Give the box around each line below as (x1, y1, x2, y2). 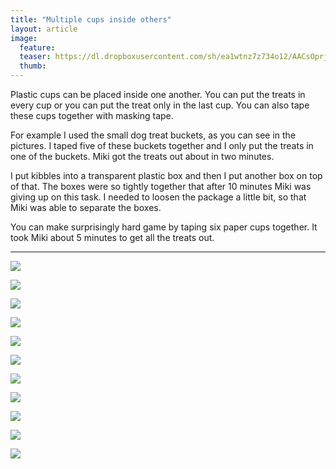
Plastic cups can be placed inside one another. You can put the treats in (10, 89, 306, 100)
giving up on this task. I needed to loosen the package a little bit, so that (10, 191, 307, 203)
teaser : (19, 52, 52, 62)
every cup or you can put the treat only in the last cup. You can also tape (10, 99, 310, 111)
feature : (19, 42, 56, 53)
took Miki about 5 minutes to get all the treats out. (10, 232, 215, 243)
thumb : (19, 61, 47, 71)
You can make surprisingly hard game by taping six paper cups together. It (10, 221, 318, 233)
